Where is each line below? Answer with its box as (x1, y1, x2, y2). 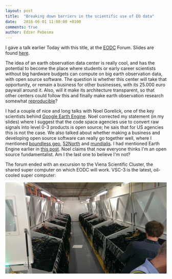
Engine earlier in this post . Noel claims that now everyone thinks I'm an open (5, 146, 167, 152)
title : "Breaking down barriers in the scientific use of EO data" (5, 13, 155, 19)
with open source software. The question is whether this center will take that (5, 76, 167, 82)
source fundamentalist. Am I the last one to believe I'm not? (5, 152, 131, 158)
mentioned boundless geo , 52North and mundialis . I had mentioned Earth (5, 141, 160, 147)
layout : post (5, 8, 33, 13)
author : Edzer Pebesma (5, 30, 54, 35)
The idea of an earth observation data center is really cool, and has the (5, 60, 155, 66)
